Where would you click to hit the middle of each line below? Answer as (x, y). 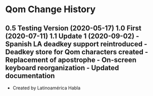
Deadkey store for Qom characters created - (77, 52)
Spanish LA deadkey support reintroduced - (76, 44)
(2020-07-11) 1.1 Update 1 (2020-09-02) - (72, 36)
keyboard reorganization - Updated (62, 68)
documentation (30, 75)
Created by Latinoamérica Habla (47, 88)
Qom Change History (50, 9)
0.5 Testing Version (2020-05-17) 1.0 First (73, 28)
